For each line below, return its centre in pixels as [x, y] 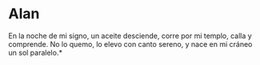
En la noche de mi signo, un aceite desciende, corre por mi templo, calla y [130, 36]
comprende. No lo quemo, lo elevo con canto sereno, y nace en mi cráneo [130, 44]
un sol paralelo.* [35, 52]
